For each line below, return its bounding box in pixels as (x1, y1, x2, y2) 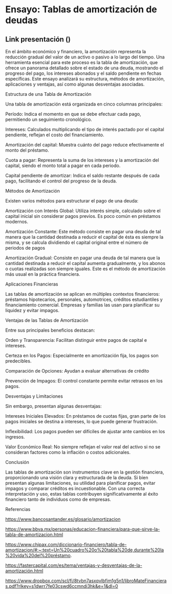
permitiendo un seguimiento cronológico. (5, 116, 92, 122)
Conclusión (5, 459, 30, 465)
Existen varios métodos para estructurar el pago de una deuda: (5, 198, 139, 203)
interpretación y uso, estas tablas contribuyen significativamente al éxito (5, 491, 159, 497)
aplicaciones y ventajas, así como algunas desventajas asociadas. (5, 81, 145, 87)
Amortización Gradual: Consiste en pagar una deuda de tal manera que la (5, 255, 160, 261)
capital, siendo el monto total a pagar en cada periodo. (5, 162, 121, 169)
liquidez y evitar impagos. (5, 308, 60, 313)
